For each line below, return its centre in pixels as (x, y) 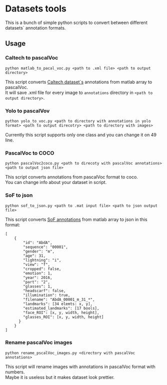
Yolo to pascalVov (27, 110)
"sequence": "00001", (46, 247)
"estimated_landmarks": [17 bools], (61, 308)
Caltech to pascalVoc (32, 58)
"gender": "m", (39, 251)
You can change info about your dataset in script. (56, 182)
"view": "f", (37, 264)
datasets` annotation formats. (35, 27)
